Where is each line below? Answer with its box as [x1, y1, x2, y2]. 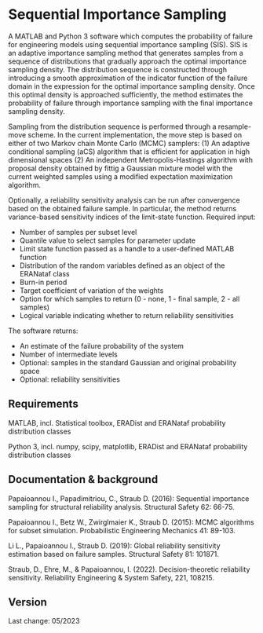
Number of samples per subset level [19, 227, 137, 236]
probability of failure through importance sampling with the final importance [8, 98, 254, 108]
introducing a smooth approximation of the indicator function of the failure [8, 73, 248, 82]
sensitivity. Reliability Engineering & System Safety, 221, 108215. [8, 573, 214, 582]
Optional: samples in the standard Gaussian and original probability [19, 357, 237, 367]
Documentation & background [8, 473, 159, 486]
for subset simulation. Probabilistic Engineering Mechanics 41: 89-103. [8, 525, 236, 535]
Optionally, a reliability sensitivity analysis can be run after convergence [8, 195, 241, 205]
